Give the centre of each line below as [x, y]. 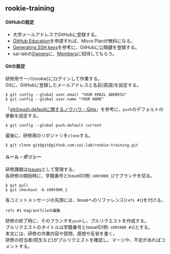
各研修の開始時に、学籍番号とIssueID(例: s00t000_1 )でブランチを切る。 [80, 176]
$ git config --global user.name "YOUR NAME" [55, 99]
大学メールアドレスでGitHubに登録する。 [56, 34]
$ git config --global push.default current [54, 125]
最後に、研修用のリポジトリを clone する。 [49, 135]
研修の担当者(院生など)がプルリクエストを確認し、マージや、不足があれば [83, 240]
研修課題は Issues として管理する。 [41, 169]
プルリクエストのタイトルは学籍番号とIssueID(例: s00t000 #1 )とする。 [79, 227]
